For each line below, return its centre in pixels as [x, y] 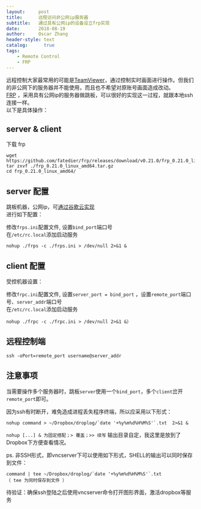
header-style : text [31, 40]
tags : [13, 51]
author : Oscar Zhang [37, 34]
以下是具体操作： [27, 110]
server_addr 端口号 [39, 301]
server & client [34, 129]
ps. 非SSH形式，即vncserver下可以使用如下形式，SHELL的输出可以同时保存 [100, 455]
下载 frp [16, 144]
